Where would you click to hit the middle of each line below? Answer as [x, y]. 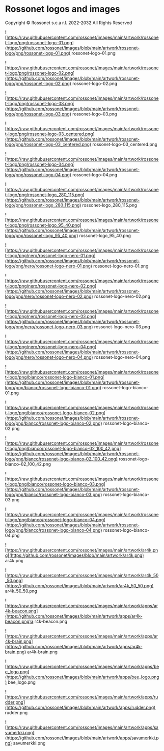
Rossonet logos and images [63, 9]
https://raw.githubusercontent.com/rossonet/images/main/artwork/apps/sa [82, 727]
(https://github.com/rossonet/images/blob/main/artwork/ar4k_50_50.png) [79, 585]
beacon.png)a [19, 621]
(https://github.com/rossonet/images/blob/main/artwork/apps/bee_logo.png [82, 677]
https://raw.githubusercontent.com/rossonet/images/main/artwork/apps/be [83, 666]
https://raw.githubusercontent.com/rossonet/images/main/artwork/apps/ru [82, 697]
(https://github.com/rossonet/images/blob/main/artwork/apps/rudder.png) [80, 707]
